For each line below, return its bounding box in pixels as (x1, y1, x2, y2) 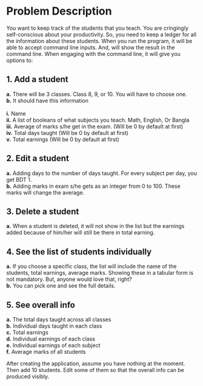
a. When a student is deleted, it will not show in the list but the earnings (6, 222, 185, 230)
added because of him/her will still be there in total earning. (6, 229, 155, 236)
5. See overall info (6, 300, 76, 310)
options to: (6, 57, 33, 64)
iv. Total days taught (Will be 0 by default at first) (6, 129, 128, 136)
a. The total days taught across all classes (6, 316, 111, 323)
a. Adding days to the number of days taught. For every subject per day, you (6, 169, 198, 177)
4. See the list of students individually (6, 246, 152, 257)
